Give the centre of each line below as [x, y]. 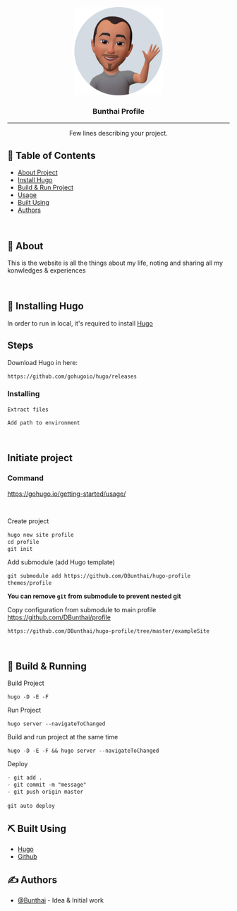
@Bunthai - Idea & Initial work [61, 900]
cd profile [23, 542]
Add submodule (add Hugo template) [61, 562]
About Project [37, 172]
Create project [28, 521]
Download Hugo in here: [43, 362]
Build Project [26, 683]
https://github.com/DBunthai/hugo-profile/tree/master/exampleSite [109, 631]
